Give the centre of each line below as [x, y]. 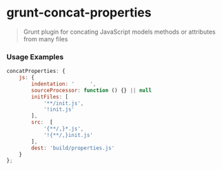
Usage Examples [35, 56]
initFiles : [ [50, 97]
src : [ [42, 123]
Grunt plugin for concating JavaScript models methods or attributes [119, 32]
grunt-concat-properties [79, 13]
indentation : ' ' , [64, 84]
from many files [46, 39]
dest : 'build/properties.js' [73, 148]
